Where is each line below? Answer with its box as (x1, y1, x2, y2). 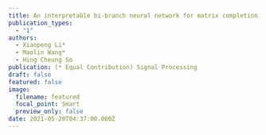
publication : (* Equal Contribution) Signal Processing (8, 64, 198, 71)
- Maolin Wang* (15, 48, 66, 56)
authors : (8, 33, 37, 42)
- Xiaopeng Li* (15, 41, 66, 49)
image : (8, 85, 30, 94)
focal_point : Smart (15, 100, 80, 108)
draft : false (8, 71, 52, 79)
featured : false (8, 78, 62, 86)
